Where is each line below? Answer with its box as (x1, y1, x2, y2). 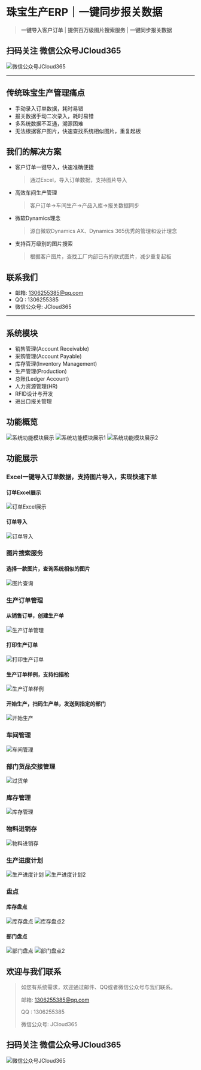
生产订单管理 (6, 596, 44, 604)
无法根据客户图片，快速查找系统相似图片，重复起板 (14, 127, 141, 135)
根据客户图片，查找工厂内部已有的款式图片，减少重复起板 (29, 253, 172, 260)
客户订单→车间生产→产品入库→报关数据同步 (29, 202, 139, 209)
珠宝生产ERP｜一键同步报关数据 (6, 5, 163, 19)
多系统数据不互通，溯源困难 (14, 119, 84, 127)
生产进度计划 (6, 856, 44, 865)
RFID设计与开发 (14, 390, 53, 397)
